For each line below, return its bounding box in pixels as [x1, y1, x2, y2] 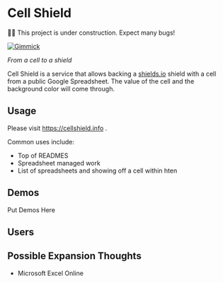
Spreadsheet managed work [17, 158, 101, 167]
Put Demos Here [7, 205, 55, 214]
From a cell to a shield [7, 55, 72, 64]
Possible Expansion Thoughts [7, 250, 142, 262]
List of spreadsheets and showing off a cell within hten [17, 166, 178, 175]
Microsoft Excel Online [17, 269, 84, 277]
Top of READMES [17, 151, 69, 160]
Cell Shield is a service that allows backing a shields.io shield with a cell [7, 69, 217, 78]
